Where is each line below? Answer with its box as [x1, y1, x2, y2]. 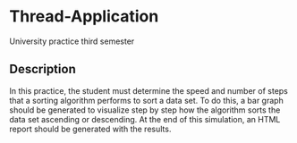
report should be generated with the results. [9, 123, 172, 134]
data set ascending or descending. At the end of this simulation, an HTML [9, 114, 281, 124]
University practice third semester [9, 36, 135, 46]
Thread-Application [9, 6, 159, 27]
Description [9, 62, 76, 77]
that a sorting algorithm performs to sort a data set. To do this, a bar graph [9, 95, 284, 105]
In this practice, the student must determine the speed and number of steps [9, 85, 289, 96]
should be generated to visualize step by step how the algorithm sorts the [9, 105, 281, 115]
